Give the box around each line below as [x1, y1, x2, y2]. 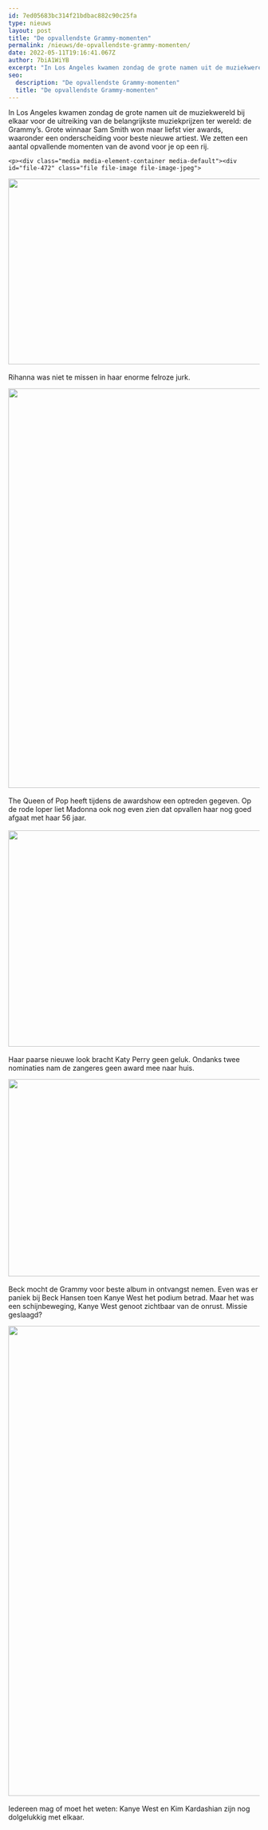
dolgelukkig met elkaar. [8, 1812, 85, 1822]
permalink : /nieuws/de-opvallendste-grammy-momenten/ [8, 42, 191, 50]
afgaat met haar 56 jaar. [8, 813, 87, 823]
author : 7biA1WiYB [8, 57, 69, 65]
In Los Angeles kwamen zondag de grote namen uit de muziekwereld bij [8, 108, 246, 117]
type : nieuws [8, 19, 52, 27]
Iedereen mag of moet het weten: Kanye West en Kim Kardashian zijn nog [8, 1804, 250, 1814]
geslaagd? [8, 1310, 42, 1319]
